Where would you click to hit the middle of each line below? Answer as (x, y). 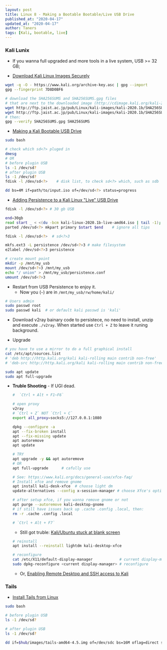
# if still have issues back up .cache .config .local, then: (78, 509)
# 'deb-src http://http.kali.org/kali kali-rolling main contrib (74, 363)
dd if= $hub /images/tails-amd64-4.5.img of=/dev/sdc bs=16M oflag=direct (82, 643)
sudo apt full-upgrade (29, 376)
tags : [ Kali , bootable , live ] (37, 33)
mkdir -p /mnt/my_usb (28, 264)
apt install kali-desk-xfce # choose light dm (62, 486)
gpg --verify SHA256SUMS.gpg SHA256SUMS (48, 122)
